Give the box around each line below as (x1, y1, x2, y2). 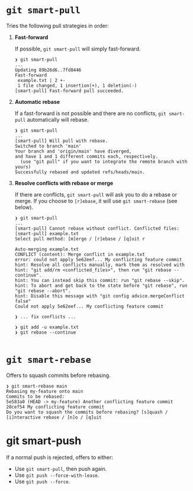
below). (14, 204, 34, 211)
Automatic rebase (14, 98, 60, 105)
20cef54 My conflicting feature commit (6, 404, 105, 410)
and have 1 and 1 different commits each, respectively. (14, 153, 159, 159)
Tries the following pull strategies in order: (6, 22, 110, 29)
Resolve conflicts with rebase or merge (14, 179, 114, 186)
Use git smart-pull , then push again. (14, 465, 107, 472)
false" (14, 298, 31, 304)
